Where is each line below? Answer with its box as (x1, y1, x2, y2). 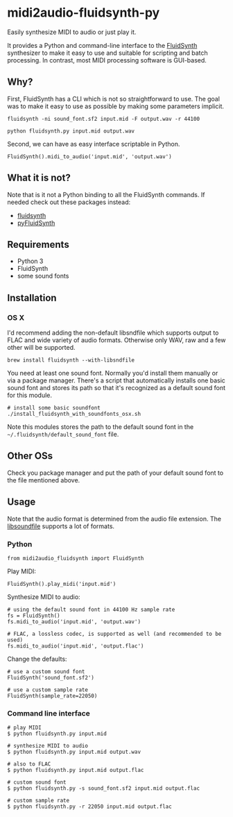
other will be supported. (7, 344, 76, 352)
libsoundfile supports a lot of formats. (7, 522, 115, 530)
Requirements (7, 238, 69, 251)
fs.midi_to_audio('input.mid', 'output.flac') (7, 642, 144, 650)
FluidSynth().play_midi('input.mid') (7, 580, 116, 587)
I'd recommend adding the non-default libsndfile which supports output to (7, 328, 219, 337)
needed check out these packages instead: (7, 198, 131, 206)
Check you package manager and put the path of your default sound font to (7, 469, 224, 477)
